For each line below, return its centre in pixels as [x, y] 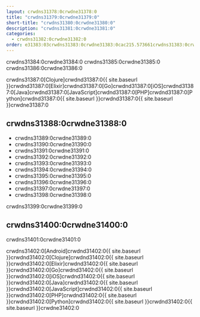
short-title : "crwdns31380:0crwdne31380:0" [61, 23]
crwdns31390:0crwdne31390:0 [53, 144]
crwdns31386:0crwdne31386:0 [44, 68]
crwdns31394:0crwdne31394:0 [53, 170]
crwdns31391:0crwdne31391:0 [52, 150]
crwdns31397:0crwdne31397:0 [52, 189]
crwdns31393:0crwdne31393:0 [53, 163]
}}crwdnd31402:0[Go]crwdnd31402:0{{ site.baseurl [70, 270]
